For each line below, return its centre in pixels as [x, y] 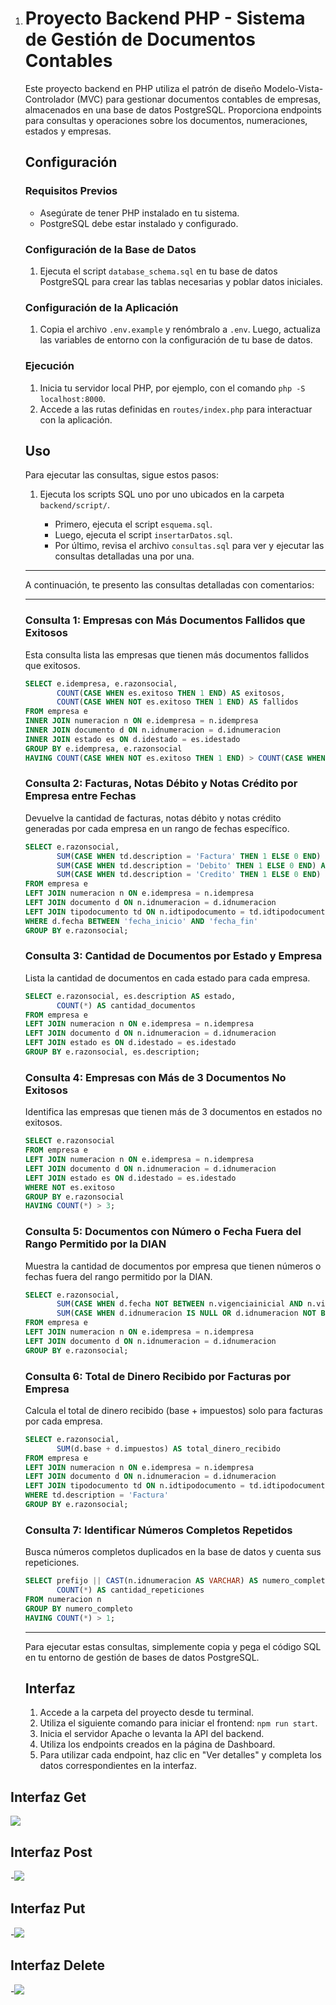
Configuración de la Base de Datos [110, 249]
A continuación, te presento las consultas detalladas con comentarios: [169, 585]
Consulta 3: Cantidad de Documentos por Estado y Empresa [173, 956]
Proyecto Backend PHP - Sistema [165, 18]
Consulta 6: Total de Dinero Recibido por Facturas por [158, 1376]
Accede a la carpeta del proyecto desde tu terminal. [146, 1713]
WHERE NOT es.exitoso [69, 1187]
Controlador [49, 99]
